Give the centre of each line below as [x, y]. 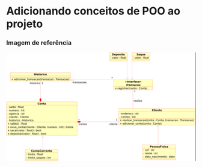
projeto [25, 24]
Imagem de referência [39, 43]
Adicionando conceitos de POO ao [93, 11]
